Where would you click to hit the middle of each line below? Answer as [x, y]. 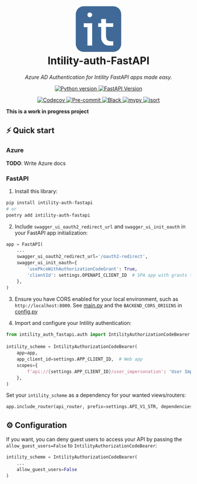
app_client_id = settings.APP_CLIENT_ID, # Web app [80, 359]
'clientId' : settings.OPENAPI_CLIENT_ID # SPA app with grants [107, 275]
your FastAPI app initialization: [51, 233]
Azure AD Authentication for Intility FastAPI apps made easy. [98, 77]
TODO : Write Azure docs [36, 163]
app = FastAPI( [25, 244]
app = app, [27, 353]
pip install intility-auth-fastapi [50, 203]
